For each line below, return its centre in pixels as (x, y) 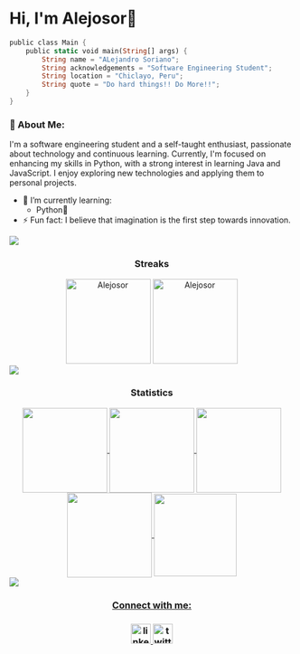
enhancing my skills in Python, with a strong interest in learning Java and (145, 164)
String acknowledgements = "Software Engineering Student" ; (157, 68)
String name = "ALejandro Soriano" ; (111, 59)
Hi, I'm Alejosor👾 (73, 19)
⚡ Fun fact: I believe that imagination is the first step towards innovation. (156, 220)
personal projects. (43, 183)
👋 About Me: (37, 124)
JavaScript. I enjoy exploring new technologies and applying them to (137, 173)
